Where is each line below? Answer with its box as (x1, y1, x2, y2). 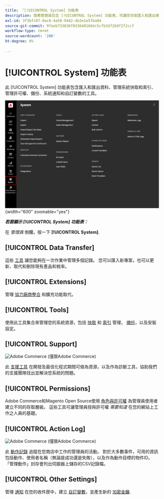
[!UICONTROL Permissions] (5, 384, 91, 393)
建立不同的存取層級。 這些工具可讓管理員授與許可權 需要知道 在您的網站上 (5, 404, 154, 410)
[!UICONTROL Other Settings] (5, 475, 97, 483)
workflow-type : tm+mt (5, 28, 49, 34)
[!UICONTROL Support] (5, 340, 77, 348)
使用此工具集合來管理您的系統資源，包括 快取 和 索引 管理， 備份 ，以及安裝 (5, 319, 157, 325)
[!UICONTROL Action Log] (5, 425, 85, 433)
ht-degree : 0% (5, 39, 34, 44)
